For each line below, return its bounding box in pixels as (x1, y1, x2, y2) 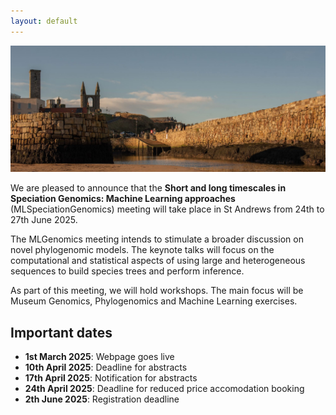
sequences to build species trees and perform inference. (10, 265, 245, 277)
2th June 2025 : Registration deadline (24, 393, 180, 405)
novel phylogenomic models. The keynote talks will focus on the (10, 244, 275, 256)
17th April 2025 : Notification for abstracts (24, 372, 198, 384)
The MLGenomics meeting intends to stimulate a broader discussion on (10, 233, 304, 245)
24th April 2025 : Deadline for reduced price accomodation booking (24, 383, 305, 395)
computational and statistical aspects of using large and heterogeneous (10, 255, 306, 267)
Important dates (10, 324, 113, 341)
